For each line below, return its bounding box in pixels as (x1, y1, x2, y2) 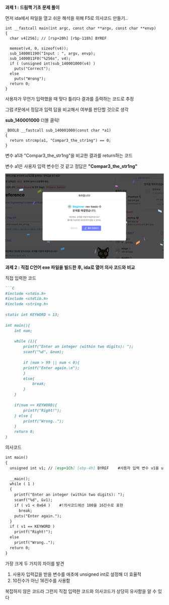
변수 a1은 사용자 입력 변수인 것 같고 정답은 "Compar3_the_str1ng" (5, 163, 138, 169)
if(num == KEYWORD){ (14, 402, 57, 407)
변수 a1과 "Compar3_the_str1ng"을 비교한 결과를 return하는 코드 (5, 153, 133, 158)
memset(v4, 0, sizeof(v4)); (10, 46, 69, 51)
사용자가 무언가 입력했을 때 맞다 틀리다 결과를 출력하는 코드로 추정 (5, 96, 134, 102)
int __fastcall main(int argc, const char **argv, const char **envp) (5, 26, 156, 31)
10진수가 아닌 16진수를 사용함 (12, 577, 70, 583)
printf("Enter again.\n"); (23, 365, 80, 371)
